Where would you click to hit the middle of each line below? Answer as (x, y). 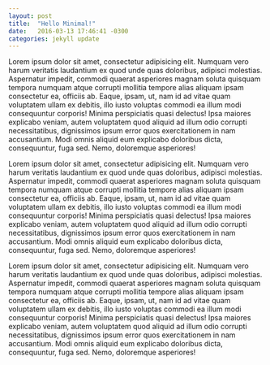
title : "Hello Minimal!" (52, 24)
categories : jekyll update (54, 39)
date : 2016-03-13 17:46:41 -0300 (69, 31)
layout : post (30, 16)
